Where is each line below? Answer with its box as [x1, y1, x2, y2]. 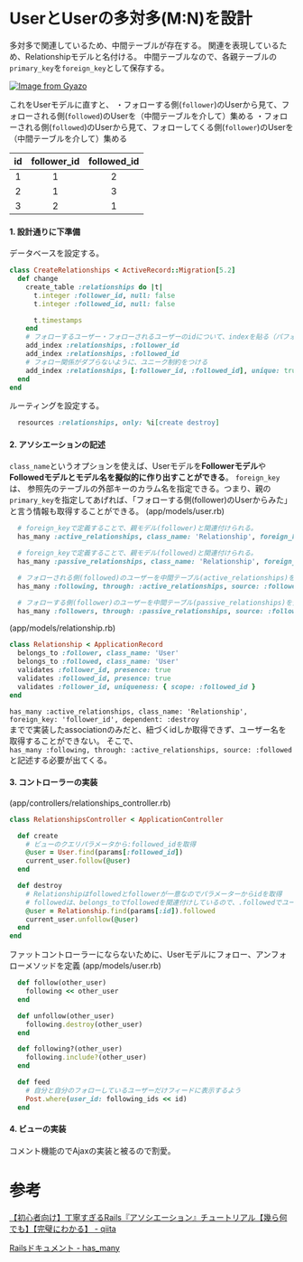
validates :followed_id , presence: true [17, 674, 171, 683]
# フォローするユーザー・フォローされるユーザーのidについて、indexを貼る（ [25, 332, 277, 341]
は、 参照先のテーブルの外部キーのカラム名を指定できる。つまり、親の [9, 483, 271, 494]
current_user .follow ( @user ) [25, 856, 131, 865]
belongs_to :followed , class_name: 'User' [17, 657, 179, 667]
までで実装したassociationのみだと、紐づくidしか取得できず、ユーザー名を [9, 724, 287, 734]
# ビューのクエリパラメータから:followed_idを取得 [25, 839, 197, 849]
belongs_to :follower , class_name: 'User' [17, 649, 179, 658]
